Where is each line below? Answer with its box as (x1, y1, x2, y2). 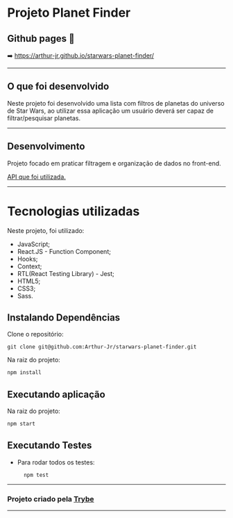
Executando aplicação (7, 388, 105, 400)
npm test (24, 471, 49, 478)
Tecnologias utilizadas (7, 203, 140, 219)
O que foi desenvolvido (7, 81, 110, 92)
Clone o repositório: (7, 330, 64, 339)
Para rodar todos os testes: (17, 458, 95, 467)
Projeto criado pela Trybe (7, 494, 95, 503)
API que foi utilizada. (7, 172, 66, 181)
